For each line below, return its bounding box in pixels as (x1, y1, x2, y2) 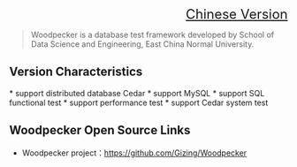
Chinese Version (185, 6, 288, 23)
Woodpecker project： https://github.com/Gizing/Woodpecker (21, 148, 247, 158)
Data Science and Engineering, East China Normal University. (30, 39, 255, 49)
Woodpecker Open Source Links (9, 123, 191, 138)
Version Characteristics (9, 65, 143, 80)
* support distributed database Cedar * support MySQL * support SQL (9, 87, 265, 98)
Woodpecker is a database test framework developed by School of (30, 29, 275, 40)
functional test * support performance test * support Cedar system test (9, 97, 269, 108)
